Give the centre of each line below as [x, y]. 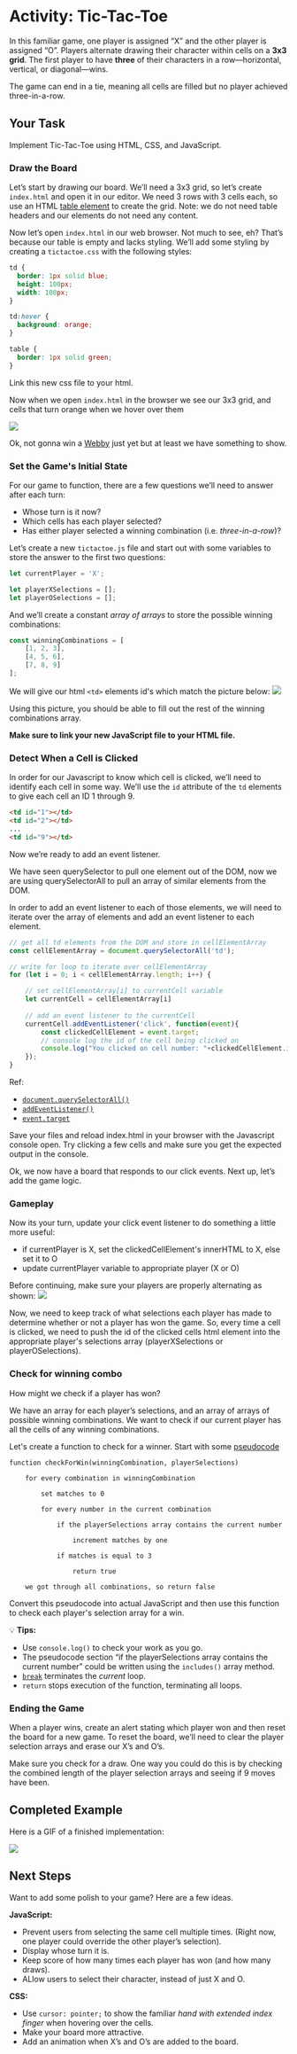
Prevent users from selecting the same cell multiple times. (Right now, [149, 1932]
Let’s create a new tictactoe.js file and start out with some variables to [140, 548]
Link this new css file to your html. [71, 382]
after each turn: [38, 495]
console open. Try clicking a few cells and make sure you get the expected [145, 1144]
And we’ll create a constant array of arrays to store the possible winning [141, 614]
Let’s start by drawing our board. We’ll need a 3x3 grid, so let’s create [136, 187]
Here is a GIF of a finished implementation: [87, 1831]
